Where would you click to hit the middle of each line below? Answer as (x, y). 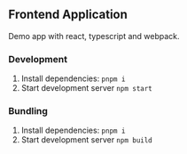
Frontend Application (68, 15)
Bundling (28, 111)
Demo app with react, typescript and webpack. (94, 36)
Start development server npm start (86, 88)
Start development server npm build (86, 140)
